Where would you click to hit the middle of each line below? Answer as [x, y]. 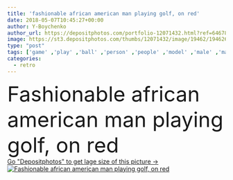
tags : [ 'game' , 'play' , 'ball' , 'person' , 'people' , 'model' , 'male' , [113, 53]
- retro [25, 65]
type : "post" [26, 46]
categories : [24, 59]
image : [17, 39]
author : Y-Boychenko [37, 26]
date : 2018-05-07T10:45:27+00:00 [55, 20]
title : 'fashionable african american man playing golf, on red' [103, 13]
